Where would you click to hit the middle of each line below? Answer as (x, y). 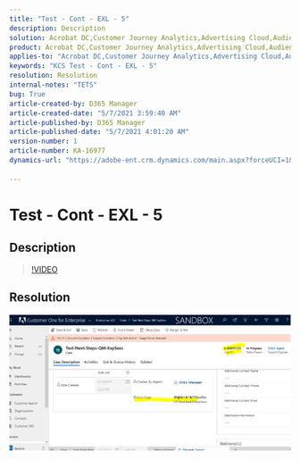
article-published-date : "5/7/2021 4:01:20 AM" (100, 132)
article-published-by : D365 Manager (77, 122)
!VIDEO (44, 269)
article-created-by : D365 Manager (74, 104)
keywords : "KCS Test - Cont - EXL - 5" (83, 66)
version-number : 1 (43, 142)
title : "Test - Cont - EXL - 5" (69, 19)
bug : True (28, 94)
